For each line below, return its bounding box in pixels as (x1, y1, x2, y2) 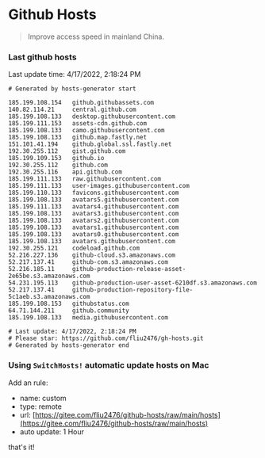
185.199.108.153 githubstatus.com (8, 300, 129, 308)
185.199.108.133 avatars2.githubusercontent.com (8, 216, 179, 225)
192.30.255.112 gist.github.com (8, 147, 126, 155)
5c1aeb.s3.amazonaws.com (8, 293, 90, 301)
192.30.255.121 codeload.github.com (8, 244, 140, 253)
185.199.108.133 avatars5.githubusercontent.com (8, 196, 179, 204)
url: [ (19, 410, 36, 419)
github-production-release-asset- (71, 265, 186, 273)
